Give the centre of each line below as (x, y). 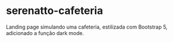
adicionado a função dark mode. (45, 33)
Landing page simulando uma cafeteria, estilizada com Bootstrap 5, (87, 27)
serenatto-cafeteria (54, 11)
